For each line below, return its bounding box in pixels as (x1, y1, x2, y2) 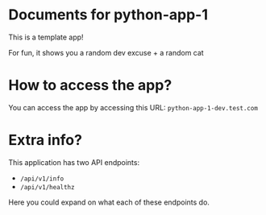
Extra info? (8, 131, 83, 150)
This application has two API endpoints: (8, 157, 139, 167)
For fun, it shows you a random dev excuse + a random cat (8, 48, 204, 57)
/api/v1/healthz (19, 183, 75, 191)
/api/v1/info (19, 175, 64, 183)
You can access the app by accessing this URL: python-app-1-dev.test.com (8, 102, 258, 112)
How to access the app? (8, 76, 172, 94)
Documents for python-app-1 (8, 6, 208, 24)
